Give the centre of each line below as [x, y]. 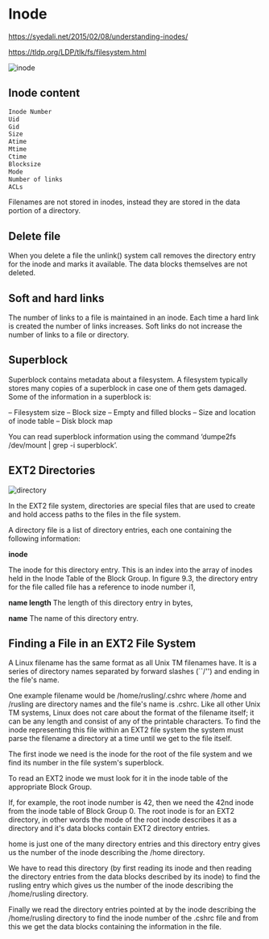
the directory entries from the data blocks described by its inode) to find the [134, 877]
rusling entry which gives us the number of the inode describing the [121, 886]
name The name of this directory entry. [73, 618]
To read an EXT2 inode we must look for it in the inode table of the [118, 778]
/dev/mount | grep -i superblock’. [63, 445]
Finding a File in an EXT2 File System [102, 644]
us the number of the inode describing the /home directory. [107, 853]
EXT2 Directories [52, 470]
